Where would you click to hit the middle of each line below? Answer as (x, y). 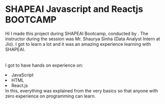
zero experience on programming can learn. (50, 96)
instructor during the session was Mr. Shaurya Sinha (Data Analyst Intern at (83, 39)
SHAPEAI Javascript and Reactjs (74, 9)
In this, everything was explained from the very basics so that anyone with (82, 91)
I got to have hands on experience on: (44, 65)
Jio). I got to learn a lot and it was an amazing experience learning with (78, 44)
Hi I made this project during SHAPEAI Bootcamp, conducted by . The (77, 33)
